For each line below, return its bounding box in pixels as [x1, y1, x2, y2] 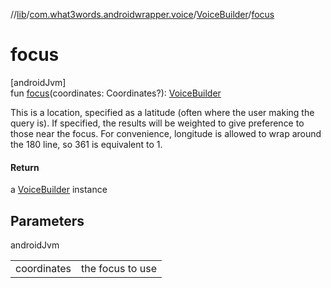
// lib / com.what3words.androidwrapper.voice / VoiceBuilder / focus [10, 9, 275, 20]
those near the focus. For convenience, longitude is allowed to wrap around [10, 127, 322, 139]
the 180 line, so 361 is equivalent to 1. [10, 138, 163, 150]
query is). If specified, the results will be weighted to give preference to [10, 117, 305, 129]
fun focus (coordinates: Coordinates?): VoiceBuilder [10, 87, 222, 99]
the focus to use [81, 261, 157, 275]
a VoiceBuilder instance [10, 184, 108, 196]
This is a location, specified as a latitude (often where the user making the [10, 106, 315, 118]
